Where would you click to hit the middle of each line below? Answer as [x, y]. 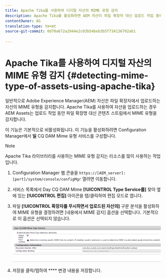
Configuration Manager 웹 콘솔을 [45, 173]
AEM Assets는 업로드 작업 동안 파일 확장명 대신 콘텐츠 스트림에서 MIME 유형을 [81, 113]
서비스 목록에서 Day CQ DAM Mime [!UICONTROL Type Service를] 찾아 [84, 189]
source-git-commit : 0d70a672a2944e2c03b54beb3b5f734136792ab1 [70, 31]
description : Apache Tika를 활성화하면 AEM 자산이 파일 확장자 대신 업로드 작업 [80, 16]
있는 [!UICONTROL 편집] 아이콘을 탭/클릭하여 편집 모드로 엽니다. [80, 195]
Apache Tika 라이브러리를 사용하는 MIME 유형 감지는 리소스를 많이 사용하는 [78, 156]
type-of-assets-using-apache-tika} [80, 86]
